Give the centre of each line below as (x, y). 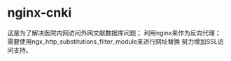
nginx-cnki (40, 13)
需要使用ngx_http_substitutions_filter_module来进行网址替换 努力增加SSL (113, 41)
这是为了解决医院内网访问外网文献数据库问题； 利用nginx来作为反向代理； (114, 33)
